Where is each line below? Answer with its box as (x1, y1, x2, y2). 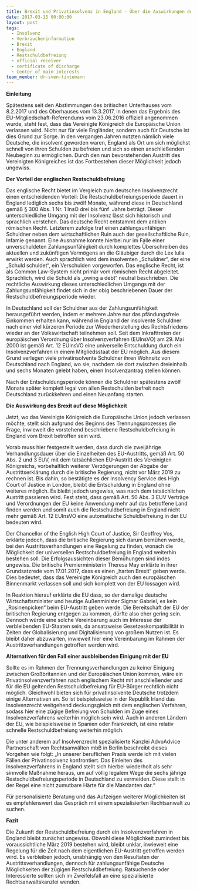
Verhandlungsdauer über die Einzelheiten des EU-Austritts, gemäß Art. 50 (6, 450, 185, 457)
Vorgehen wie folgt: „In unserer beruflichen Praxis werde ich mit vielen (6, 751, 177, 758)
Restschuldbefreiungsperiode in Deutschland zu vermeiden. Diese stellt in (6, 775, 185, 782)
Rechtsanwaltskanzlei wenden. (6, 878, 81, 885)
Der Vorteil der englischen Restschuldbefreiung (6, 176, 125, 183)
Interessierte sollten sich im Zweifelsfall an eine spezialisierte (6, 872, 154, 879)
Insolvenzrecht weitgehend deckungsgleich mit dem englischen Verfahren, (6, 702, 188, 709)
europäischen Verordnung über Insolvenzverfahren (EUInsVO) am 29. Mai (6, 336, 184, 343)
